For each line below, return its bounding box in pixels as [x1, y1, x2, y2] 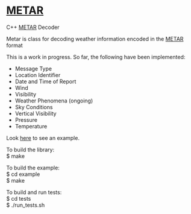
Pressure [14, 116, 38, 124]
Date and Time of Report [14, 78, 77, 85]
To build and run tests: [6, 188, 62, 196]
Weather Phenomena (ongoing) [14, 97, 93, 104]
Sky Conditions [14, 103, 53, 110]
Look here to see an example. [6, 134, 80, 142]
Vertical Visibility [14, 110, 57, 117]
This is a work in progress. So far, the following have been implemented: [6, 53, 186, 60]
